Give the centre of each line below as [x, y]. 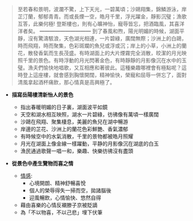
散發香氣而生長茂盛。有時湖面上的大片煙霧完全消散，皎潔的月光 [105, 53]
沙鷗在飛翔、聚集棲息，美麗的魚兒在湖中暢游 [74, 122]
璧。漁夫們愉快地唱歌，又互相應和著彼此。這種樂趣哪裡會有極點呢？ [99, 68]
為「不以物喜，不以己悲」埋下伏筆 [61, 212]
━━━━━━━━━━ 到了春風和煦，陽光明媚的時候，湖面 [109, 31]
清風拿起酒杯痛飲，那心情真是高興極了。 [66, 82]
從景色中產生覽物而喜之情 [42, 163]
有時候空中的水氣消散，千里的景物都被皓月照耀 [77, 136]
